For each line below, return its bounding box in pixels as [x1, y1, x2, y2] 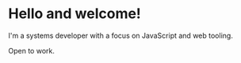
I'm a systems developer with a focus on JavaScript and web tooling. [8, 31, 234, 40]
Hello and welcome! [8, 5, 141, 23]
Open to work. [8, 46, 55, 55]
